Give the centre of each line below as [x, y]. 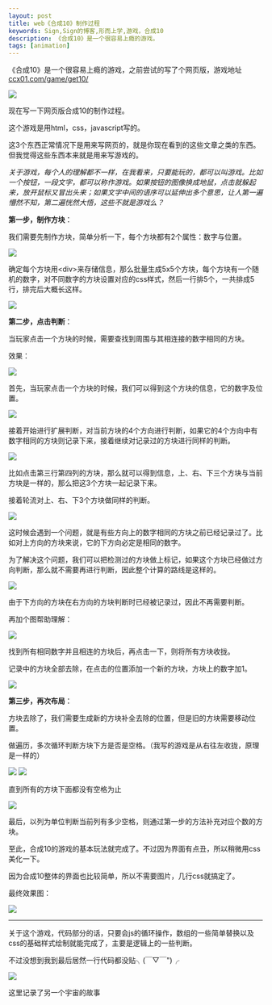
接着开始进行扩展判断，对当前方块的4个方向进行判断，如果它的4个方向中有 [133, 431]
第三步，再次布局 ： [40, 701]
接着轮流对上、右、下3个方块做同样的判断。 [82, 500]
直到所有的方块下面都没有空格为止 [65, 789]
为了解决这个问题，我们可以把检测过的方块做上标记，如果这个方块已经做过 [132, 560]
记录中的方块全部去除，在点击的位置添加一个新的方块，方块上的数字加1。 [130, 669]
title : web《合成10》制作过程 [54, 23]
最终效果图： [29, 894]
